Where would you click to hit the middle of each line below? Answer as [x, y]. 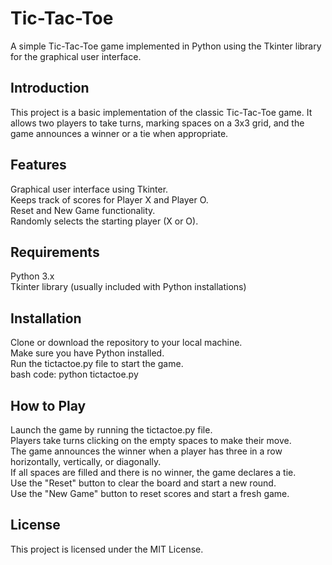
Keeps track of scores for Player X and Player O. [109, 199]
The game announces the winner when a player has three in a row [146, 451]
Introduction [50, 88]
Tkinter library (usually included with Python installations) [128, 287]
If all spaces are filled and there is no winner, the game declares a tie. [153, 472]
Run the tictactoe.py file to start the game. [97, 364]
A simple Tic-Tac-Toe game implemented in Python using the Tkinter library [166, 46]
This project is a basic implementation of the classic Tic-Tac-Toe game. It [161, 112]
